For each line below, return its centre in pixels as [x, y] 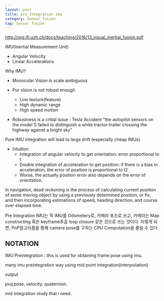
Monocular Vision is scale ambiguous [50, 81]
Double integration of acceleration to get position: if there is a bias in [89, 164]
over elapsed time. [24, 205]
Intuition [20, 149]
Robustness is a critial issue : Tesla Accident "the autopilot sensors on [83, 120]
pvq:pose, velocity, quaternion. [36, 284]
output [12, 274]
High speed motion [39, 110]
